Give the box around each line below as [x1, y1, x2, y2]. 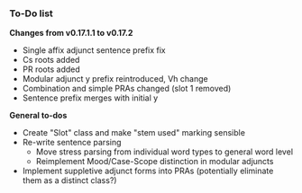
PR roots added [22, 64, 81, 75]
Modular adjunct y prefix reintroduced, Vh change [22, 74, 209, 84]
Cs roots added [22, 55, 80, 66]
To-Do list [9, 7, 54, 20]
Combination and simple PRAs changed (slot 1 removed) [22, 83, 232, 94]
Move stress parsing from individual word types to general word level [35, 146, 294, 157]
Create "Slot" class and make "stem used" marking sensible [22, 127, 246, 138]
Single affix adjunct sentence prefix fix [22, 45, 166, 56]
